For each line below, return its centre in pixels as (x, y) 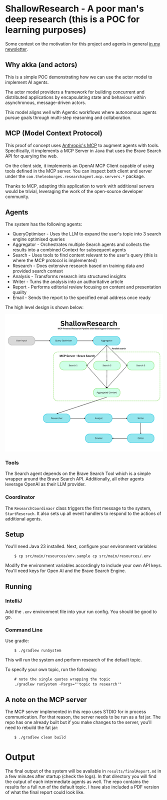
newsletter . (17, 49)
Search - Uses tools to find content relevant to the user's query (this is (85, 255)
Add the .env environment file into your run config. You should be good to (81, 611)
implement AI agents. (27, 82)
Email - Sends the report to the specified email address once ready (81, 297)
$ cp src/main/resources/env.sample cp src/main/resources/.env (82, 556)
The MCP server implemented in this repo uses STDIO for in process (76, 712)
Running (19, 586)
